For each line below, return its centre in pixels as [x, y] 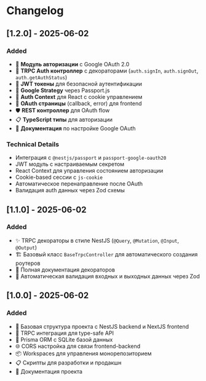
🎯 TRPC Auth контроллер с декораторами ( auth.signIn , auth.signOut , [107, 71]
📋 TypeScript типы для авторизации [64, 119]
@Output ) [26, 247]
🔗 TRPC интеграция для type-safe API [64, 333]
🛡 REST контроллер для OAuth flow [62, 110]
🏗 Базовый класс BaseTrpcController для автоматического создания [106, 254]
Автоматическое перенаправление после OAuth [79, 184]
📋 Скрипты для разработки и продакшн [68, 363]
